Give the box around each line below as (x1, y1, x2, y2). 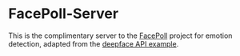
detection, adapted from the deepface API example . (8, 39, 179, 48)
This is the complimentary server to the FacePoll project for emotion (8, 31, 233, 40)
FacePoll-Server (8, 5, 118, 23)
